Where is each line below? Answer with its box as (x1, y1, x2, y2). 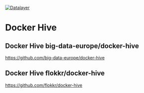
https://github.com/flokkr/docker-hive (5, 82, 83, 88)
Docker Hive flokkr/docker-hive (5, 69, 105, 78)
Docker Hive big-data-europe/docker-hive (5, 42, 139, 50)
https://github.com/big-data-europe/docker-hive (5, 55, 105, 60)
